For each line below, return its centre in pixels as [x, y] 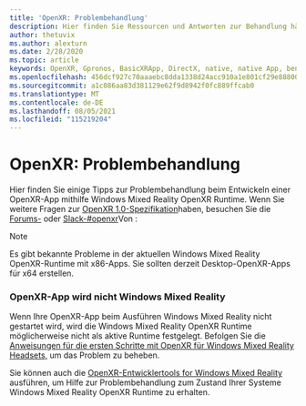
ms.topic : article [44, 60]
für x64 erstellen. [42, 273]
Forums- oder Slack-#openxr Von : [74, 218]
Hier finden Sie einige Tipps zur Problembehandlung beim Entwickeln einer [150, 190]
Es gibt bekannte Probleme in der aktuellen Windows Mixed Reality [135, 254]
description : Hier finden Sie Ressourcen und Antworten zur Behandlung [148, 26]
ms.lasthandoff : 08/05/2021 [63, 111]
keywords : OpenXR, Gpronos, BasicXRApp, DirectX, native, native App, [146, 69]
